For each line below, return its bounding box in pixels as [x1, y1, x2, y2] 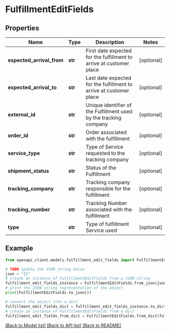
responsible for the [86, 185, 131, 192]
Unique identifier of [86, 102, 132, 108]
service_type [8, 150, 40, 156]
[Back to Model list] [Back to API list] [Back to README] [5, 322, 121, 328]
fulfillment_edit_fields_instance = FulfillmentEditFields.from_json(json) [5, 281, 168, 286]
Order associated [86, 129, 127, 136]
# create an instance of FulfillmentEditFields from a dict [5, 309, 135, 314]
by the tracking [86, 114, 121, 121]
